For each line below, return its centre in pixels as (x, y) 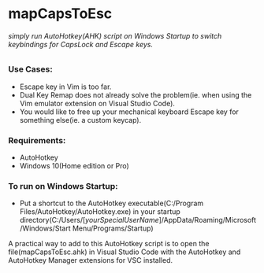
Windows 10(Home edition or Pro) (74, 166)
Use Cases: (30, 69)
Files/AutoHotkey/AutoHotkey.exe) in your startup (100, 212)
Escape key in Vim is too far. (65, 87)
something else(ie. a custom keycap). (80, 120)
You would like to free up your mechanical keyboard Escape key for (129, 112)
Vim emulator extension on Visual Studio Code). (97, 103)
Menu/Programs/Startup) (113, 228)
